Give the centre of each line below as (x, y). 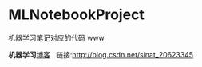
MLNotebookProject (77, 15)
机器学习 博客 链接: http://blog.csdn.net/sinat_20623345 (101, 54)
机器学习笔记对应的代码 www (57, 37)
